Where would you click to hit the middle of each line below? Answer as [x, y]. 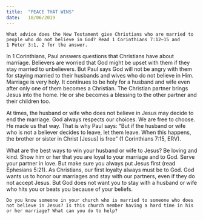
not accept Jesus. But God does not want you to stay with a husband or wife [102, 182]
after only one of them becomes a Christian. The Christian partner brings [97, 88]
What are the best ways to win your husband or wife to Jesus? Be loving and [102, 150]
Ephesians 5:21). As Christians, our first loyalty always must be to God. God [100, 170]
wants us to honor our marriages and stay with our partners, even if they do [101, 176]
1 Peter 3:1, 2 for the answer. [47, 45]
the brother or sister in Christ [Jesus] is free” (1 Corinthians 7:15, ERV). [94, 138]
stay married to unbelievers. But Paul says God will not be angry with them [99, 69]
